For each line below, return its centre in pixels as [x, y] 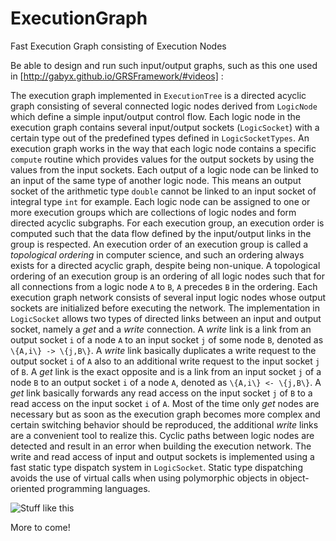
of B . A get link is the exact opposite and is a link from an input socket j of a [166, 371]
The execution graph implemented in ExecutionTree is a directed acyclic [158, 95]
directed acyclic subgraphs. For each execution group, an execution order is [167, 223]
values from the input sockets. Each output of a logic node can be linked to [165, 169]
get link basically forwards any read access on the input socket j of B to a [161, 393]
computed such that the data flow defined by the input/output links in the [161, 233]
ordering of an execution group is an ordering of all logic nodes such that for [167, 276]
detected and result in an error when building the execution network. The [161, 446]
